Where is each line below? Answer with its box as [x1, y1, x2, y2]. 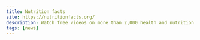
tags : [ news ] [6, 25, 39, 31]
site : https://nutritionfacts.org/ [6, 14, 95, 20]
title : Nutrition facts [6, 8, 66, 15]
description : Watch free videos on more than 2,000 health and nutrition [6, 19, 195, 25]
